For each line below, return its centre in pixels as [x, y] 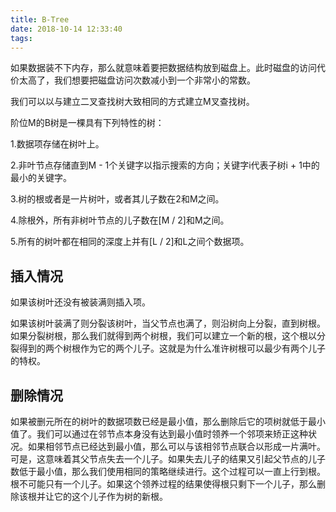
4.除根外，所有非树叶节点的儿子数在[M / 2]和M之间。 [120, 220]
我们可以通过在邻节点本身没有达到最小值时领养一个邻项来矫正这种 [172, 434]
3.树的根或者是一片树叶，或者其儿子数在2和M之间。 [117, 199]
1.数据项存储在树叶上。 [57, 144]
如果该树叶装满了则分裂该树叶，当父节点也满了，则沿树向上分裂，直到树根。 [168, 323]
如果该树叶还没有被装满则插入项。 [80, 302]
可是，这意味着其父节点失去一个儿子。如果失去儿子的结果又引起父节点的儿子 [168, 459]
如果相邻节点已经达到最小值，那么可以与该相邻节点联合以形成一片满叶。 [176, 446]
